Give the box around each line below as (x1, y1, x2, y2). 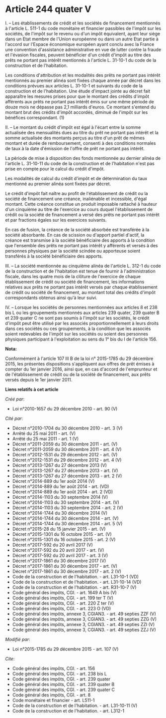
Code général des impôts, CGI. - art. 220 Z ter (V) (12, 600, 114, 606)
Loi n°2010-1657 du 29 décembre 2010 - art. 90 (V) (12, 405, 118, 411)
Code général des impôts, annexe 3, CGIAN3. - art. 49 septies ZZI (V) (12, 621, 155, 627)
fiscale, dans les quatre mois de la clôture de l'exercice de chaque (5, 273, 141, 279)
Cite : (5, 656, 15, 662)
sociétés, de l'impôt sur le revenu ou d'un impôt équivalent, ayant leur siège (5, 30, 161, 36)
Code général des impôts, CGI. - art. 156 (12, 665, 95, 671)
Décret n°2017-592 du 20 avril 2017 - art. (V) (12, 547, 104, 553)
